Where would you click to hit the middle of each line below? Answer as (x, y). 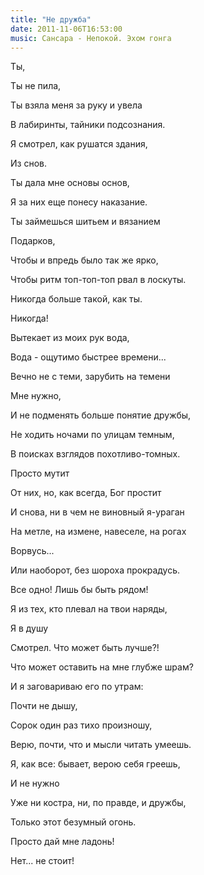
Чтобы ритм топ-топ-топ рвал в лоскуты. (98, 280)
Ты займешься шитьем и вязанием (85, 222)
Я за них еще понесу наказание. (79, 202)
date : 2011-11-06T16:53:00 (66, 29)
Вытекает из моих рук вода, (70, 338)
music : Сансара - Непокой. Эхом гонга (91, 38)
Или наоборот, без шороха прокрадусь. (95, 570)
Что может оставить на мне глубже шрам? (102, 667)
